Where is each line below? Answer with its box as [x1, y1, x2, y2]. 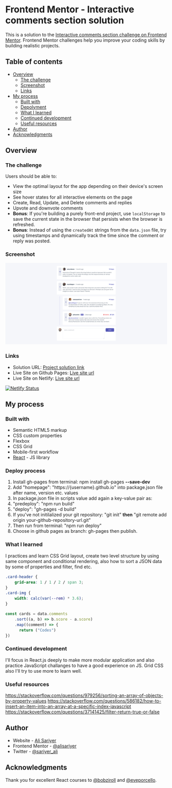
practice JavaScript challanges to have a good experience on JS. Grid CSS [5, 662, 164, 669]
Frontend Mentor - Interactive [5, 4, 135, 15]
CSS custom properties [12, 432, 63, 439]
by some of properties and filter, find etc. [5, 564, 92, 570]
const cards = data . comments [5, 611, 68, 617]
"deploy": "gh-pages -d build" [12, 506, 77, 513]
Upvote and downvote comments [12, 205, 83, 212]
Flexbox [12, 438, 30, 444]
